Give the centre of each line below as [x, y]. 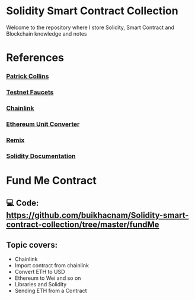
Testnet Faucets [30, 92]
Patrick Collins [28, 77]
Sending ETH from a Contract [51, 291]
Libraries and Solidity [41, 285]
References [35, 58]
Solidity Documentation [41, 156]
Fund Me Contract [51, 180]
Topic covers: [32, 245]
